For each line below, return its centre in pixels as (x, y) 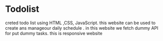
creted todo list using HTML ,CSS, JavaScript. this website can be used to (81, 23)
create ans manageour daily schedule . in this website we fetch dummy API (82, 28)
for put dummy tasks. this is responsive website (54, 33)
